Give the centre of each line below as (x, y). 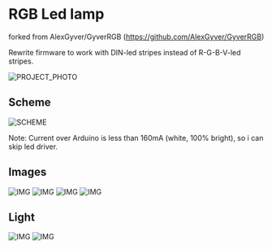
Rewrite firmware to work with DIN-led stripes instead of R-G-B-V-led (125, 52)
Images (28, 172)
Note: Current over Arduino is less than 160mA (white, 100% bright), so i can (136, 138)
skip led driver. (33, 146)
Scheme (30, 103)
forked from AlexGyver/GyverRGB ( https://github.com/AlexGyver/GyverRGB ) (136, 37)
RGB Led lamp (56, 14)
